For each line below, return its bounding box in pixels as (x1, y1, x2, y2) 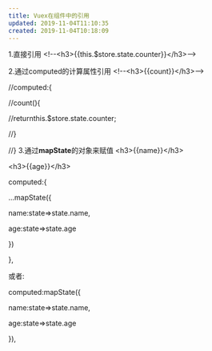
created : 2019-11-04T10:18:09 (8, 26, 110, 34)
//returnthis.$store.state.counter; (8, 114, 117, 123)
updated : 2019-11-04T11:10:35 (8, 19, 110, 27)
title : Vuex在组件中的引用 (8, 11, 90, 20)
